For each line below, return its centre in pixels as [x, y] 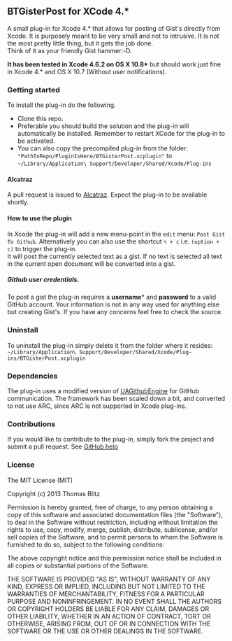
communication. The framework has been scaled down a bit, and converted [116, 399]
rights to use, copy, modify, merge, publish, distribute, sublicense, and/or [113, 529]
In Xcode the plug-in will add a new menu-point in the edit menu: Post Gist [116, 234]
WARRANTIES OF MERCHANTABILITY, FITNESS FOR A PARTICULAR [106, 593]
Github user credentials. [43, 280]
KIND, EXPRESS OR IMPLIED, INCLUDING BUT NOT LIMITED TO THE [106, 586]
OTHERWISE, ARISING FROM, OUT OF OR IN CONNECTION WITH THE [109, 624]
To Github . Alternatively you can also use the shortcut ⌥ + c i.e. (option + [114, 241]
